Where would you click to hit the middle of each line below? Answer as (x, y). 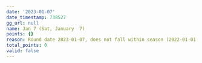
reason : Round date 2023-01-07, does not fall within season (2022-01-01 (101, 40)
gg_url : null (23, 23)
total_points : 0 (27, 46)
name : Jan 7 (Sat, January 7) (46, 28)
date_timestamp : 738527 (36, 17)
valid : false (23, 51)
